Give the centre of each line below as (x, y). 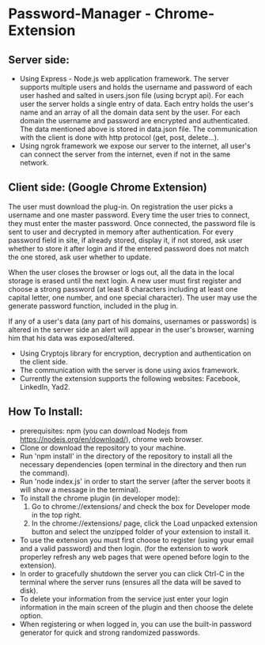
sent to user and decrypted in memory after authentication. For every (121, 232)
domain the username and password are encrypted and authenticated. (135, 121)
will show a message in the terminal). (80, 489)
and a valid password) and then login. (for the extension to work (124, 548)
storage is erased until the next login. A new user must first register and (125, 281)
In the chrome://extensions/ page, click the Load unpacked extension (144, 523)
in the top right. (56, 515)
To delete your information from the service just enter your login (124, 598)
